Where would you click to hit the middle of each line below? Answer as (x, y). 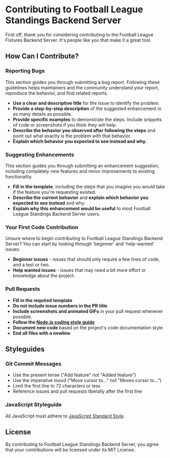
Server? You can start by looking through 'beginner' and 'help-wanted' (80, 244)
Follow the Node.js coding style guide (54, 322)
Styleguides (25, 349)
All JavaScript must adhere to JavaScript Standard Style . (65, 416)
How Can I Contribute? (42, 56)
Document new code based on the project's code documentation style (88, 327)
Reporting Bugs (25, 71)
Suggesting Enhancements (40, 154)
